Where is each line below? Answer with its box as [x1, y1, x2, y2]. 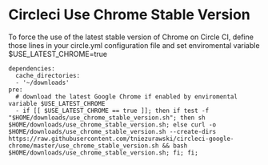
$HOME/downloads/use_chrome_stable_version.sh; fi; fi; [8, 148, 198, 157]
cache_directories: [15, 71, 81, 79]
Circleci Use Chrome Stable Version [8, 6, 250, 24]
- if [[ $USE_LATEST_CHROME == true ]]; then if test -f [15, 107, 210, 115]
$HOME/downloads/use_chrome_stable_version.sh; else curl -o [8, 120, 217, 129]
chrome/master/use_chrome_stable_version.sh [8, 142, 159, 150]
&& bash [162, 142, 188, 150]
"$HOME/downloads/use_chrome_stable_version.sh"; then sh [8, 114, 206, 122]
